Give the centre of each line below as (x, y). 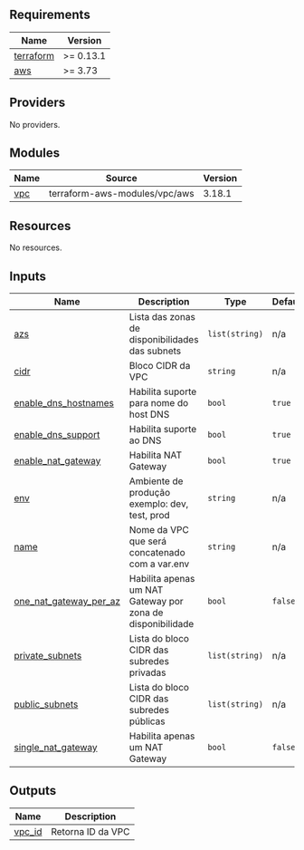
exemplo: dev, (159, 504)
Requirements (50, 15)
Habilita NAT (156, 455)
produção (150, 493)
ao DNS (145, 440)
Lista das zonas (162, 317)
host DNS (149, 414)
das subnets (155, 351)
